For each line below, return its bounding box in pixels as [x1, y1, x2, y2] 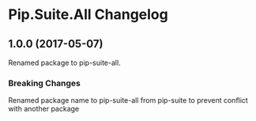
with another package [8, 104, 80, 114]
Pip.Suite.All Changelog [8, 6, 168, 24]
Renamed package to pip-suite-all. [8, 58, 121, 67]
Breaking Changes [8, 78, 81, 89]
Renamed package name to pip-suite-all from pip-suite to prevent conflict [8, 96, 249, 105]
